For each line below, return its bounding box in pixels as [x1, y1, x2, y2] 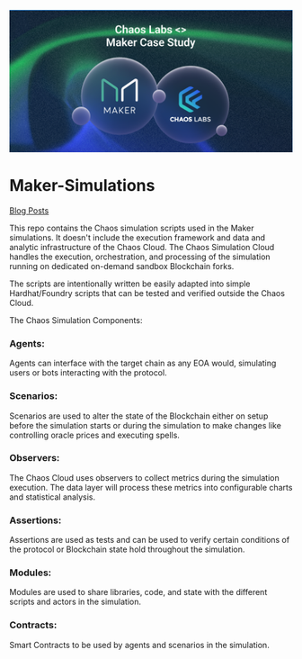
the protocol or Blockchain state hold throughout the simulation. [9, 544, 245, 555]
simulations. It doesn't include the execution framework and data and [9, 231, 266, 243]
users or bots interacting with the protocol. [9, 367, 168, 378]
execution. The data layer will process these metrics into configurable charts [9, 482, 293, 492]
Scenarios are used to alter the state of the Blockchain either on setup [9, 411, 269, 421]
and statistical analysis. [9, 492, 96, 502]
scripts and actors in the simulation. [9, 596, 142, 608]
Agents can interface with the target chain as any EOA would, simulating [9, 357, 277, 369]
